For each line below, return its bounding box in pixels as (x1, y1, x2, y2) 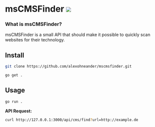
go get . (5, 73, 23, 78)
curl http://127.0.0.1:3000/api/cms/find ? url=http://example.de (5, 117, 138, 122)
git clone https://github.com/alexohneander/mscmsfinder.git (5, 64, 132, 69)
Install (5, 51, 24, 59)
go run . (5, 99, 23, 104)
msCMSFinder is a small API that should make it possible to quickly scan (5, 32, 151, 37)
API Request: (5, 108, 32, 114)
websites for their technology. (5, 37, 65, 43)
